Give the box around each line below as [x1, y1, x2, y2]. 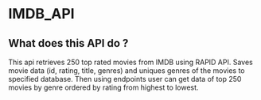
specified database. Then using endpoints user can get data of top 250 [8, 75, 242, 83]
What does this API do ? [8, 37, 129, 50]
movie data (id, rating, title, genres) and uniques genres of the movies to [8, 66, 245, 75]
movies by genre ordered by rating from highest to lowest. [8, 83, 199, 92]
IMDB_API [8, 5, 75, 23]
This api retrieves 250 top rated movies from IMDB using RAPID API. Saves [8, 57, 253, 67]
